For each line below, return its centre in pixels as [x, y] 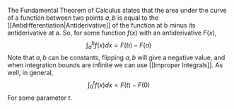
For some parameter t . [40, 98]
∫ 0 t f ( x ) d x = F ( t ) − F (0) [119, 85]
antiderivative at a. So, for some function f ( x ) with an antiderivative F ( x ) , [112, 33]
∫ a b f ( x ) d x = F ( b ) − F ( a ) [119, 45]
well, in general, [30, 73]
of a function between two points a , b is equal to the [83, 18]
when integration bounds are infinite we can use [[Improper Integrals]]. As [115, 65]
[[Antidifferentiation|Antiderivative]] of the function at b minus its [101, 25]
